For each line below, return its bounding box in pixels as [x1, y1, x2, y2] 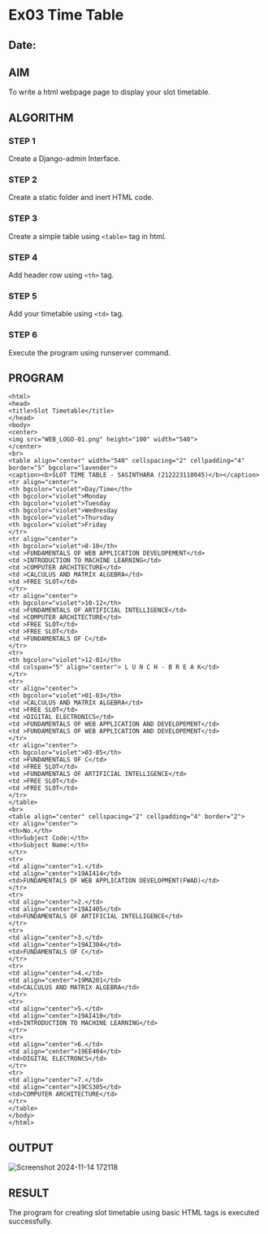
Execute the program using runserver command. [8, 347, 171, 357]
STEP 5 [8, 290, 38, 302]
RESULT [8, 1186, 50, 1200]
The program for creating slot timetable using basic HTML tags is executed [8, 1208, 260, 1217]
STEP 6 [8, 329, 38, 341]
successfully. [8, 1216, 53, 1226]
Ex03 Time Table [8, 6, 124, 24]
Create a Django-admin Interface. [8, 154, 121, 164]
